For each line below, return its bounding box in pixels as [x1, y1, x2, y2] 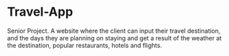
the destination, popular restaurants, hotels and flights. [7, 41, 162, 49]
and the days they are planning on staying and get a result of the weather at [7, 33, 222, 42]
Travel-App [7, 4, 74, 20]
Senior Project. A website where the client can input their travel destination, [7, 27, 221, 35]
